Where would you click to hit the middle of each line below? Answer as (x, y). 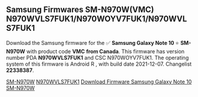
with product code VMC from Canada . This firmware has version (105, 51)
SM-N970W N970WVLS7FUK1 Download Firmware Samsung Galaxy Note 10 (99, 82)
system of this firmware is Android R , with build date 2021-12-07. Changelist (99, 64)
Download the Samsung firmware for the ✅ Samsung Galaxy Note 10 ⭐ (93, 43)
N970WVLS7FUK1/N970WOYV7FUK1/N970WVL (97, 19)
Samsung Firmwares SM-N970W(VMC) (80, 10)
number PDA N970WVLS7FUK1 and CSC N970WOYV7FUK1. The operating (98, 57)
